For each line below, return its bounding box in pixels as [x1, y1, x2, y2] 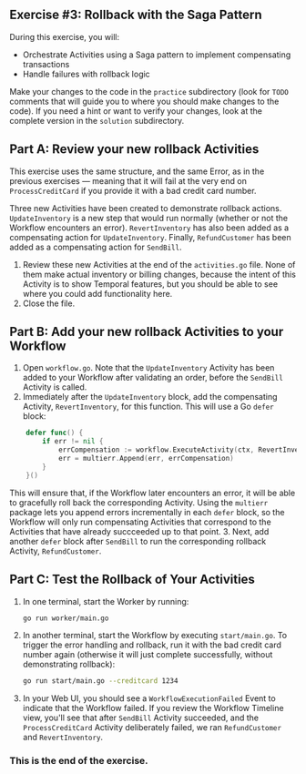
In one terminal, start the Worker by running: [22, 596, 189, 606]
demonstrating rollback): [22, 659, 116, 670]
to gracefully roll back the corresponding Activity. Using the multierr [9, 496, 269, 508]
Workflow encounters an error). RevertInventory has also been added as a [9, 222, 290, 233]
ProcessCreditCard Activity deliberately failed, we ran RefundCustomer [22, 722, 282, 733]
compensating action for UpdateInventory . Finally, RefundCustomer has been [9, 231, 291, 242]
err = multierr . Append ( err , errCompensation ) [57, 454, 234, 463]
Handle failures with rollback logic [22, 68, 150, 79]
